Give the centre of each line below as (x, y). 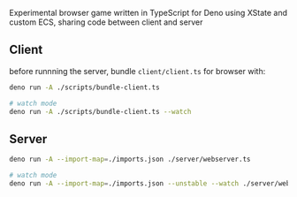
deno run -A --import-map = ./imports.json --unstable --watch (124, 184)
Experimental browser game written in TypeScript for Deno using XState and (148, 13)
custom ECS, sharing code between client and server (106, 22)
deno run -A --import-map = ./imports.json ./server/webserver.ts (130, 159)
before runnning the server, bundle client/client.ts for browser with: (137, 71)
